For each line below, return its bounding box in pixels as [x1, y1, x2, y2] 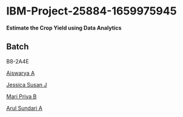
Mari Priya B [6, 92, 37, 100]
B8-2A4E [6, 57, 29, 65]
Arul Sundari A [6, 104, 42, 112]
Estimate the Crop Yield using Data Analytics [6, 24, 122, 31]
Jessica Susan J [6, 81, 47, 88]
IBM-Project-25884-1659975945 [6, 4, 177, 18]
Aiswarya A [6, 69, 35, 77]
